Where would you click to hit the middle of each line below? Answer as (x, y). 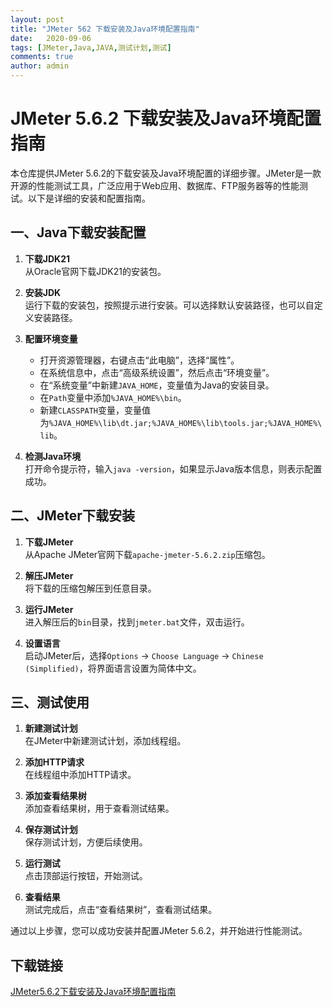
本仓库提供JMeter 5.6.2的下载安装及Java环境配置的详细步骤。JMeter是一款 (166, 173)
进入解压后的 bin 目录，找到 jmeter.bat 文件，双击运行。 (137, 622)
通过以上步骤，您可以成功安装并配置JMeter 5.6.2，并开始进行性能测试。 (159, 931)
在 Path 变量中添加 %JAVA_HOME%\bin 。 (113, 397)
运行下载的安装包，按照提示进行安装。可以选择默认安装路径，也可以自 (169, 305)
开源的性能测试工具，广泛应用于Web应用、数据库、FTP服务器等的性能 (155, 185)
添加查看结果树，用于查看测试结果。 (99, 808)
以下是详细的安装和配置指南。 (89, 198)
